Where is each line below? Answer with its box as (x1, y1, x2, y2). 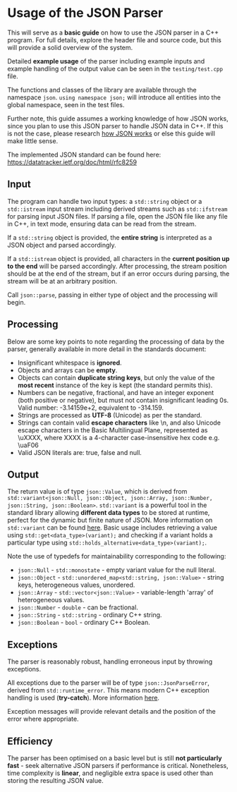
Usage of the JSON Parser (7, 5, 164, 21)
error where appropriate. (7, 714, 79, 724)
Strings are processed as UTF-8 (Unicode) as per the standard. (17, 410, 202, 419)
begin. (7, 298, 26, 306)
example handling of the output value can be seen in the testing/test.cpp (7, 64, 224, 73)
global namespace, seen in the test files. (7, 100, 125, 109)
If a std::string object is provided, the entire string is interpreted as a (7, 233, 212, 241)
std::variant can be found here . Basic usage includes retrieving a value (7, 523, 217, 532)
